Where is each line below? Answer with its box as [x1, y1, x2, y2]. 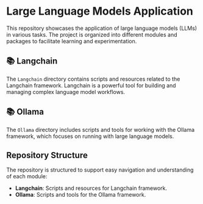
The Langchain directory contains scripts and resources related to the [6, 75, 180, 82]
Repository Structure [6, 150, 88, 160]
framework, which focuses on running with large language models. [6, 133, 174, 140]
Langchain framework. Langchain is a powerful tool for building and [6, 81, 176, 89]
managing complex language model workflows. [6, 88, 126, 95]
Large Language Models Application [6, 4, 194, 18]
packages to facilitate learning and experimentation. [6, 37, 137, 45]
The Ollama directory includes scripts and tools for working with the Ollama [6, 126, 195, 133]
